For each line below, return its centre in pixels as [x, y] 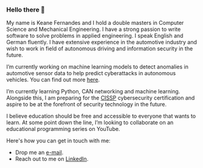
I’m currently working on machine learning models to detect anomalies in [97, 67]
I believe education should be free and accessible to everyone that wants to [101, 116]
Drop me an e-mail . [39, 153]
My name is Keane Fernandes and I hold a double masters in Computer [95, 23]
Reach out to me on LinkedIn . [52, 159]
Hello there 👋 [26, 10]
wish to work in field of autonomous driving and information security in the [100, 49]
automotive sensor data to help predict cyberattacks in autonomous [91, 73]
